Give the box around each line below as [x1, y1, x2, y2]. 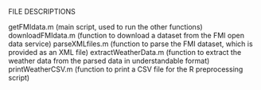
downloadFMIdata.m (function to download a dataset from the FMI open [8, 31, 245, 40]
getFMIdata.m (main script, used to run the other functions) [8, 22, 203, 31]
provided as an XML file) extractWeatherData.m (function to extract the [8, 48, 242, 57]
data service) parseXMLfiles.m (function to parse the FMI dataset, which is [8, 39, 253, 49]
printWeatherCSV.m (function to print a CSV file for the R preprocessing [8, 65, 243, 74]
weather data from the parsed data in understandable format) [8, 56, 210, 65]
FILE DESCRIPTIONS [8, 7, 76, 16]
